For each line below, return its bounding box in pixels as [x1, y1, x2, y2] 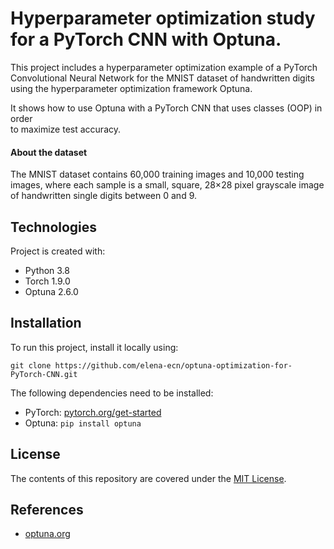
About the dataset [10, 146, 88, 158]
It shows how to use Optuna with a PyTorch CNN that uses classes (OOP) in [10, 102, 323, 114]
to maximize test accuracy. [10, 123, 122, 135]
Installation [10, 315, 82, 332]
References [10, 501, 84, 518]
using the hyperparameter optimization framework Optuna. [10, 82, 253, 94]
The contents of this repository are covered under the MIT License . [10, 472, 287, 484]
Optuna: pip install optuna [24, 417, 142, 429]
